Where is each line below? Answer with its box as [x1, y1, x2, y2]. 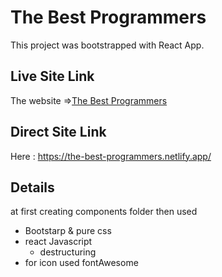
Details [10, 179, 55, 196]
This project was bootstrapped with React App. [10, 39, 205, 51]
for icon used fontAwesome [24, 257, 139, 269]
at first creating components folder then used [10, 206, 198, 218]
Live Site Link [10, 68, 95, 85]
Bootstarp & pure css [24, 225, 112, 237]
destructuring [39, 246, 97, 258]
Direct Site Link [10, 124, 107, 141]
